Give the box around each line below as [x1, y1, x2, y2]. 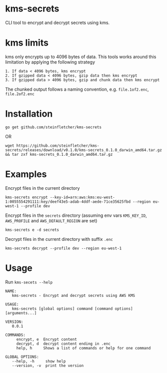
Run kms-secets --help [5, 279, 53, 285]
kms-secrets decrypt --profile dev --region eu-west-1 [5, 246, 122, 251]
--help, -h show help [11, 358, 66, 363]
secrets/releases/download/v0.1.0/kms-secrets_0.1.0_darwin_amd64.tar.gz [5, 147, 162, 153]
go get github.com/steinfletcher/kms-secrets [5, 125, 101, 130]
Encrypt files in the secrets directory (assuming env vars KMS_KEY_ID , [5, 212, 147, 218]
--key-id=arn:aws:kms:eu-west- [49, 195, 115, 200]
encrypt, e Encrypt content [16, 336, 77, 342]
